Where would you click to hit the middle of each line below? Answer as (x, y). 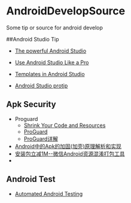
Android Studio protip (41, 86)
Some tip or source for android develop (55, 28)
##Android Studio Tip (33, 39)
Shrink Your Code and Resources (65, 125)
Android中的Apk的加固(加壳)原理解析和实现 (68, 146)
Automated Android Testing (48, 193)
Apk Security (31, 104)
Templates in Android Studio (50, 74)
